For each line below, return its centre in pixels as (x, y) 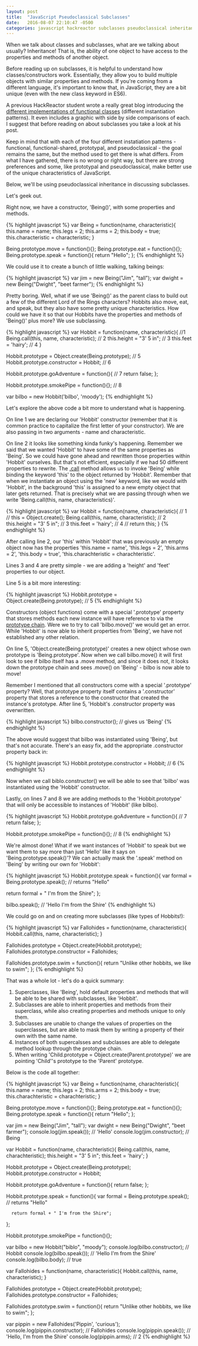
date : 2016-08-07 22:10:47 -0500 (50, 22)
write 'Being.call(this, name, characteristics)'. (61, 500)
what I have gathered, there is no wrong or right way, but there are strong (95, 160)
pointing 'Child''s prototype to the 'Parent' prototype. (79, 1061)
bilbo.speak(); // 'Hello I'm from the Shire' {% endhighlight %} (81, 905)
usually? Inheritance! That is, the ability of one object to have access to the (97, 51)
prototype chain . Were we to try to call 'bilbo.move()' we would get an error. (98, 625)
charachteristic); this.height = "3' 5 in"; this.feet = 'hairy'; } (77, 1156)
